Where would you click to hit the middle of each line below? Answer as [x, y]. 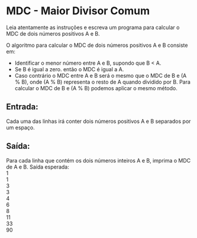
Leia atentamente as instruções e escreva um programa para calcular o [93, 27]
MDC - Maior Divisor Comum [78, 11]
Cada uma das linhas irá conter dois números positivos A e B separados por [98, 121]
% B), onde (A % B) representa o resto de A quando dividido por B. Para [103, 82]
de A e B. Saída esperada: [38, 167]
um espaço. [21, 127]
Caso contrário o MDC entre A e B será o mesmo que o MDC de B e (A [101, 75]
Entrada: [22, 107]
